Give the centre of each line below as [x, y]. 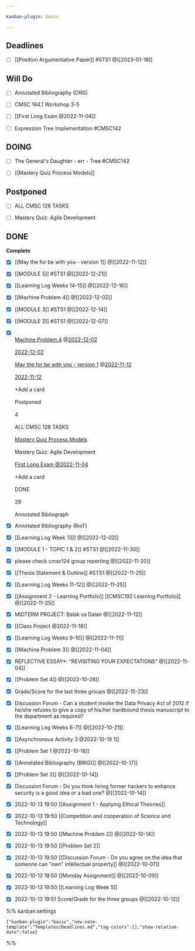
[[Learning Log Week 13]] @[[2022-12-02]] [66, 537]
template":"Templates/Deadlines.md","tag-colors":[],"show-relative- [93, 927]
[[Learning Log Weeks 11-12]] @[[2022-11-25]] [71, 585]
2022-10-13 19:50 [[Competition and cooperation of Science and [93, 816]
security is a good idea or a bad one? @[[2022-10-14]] [80, 793]
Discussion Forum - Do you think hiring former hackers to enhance [95, 786]
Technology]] [31, 823]
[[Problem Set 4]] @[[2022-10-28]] [57, 679]
